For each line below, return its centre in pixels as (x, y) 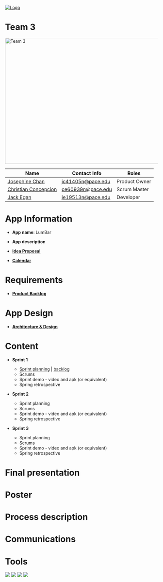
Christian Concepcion (32, 189)
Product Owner (134, 181)
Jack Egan (19, 197)
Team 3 (20, 27)
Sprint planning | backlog (44, 369)
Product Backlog (29, 293)
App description (29, 241)
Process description (47, 517)
